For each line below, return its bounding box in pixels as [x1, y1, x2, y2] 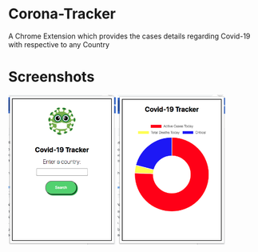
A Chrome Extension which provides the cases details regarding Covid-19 [8, 31, 251, 41]
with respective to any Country [8, 39, 110, 49]
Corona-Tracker [8, 5, 116, 23]
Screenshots [8, 68, 95, 86]
